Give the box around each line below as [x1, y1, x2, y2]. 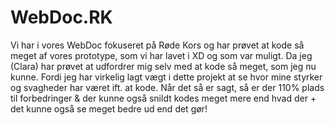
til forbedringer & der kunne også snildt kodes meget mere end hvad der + [10, 92, 317, 104]
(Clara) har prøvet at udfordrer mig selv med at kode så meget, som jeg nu [10, 60, 317, 72]
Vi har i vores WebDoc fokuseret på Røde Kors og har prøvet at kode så [10, 39, 305, 51]
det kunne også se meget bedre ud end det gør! [10, 102, 208, 115]
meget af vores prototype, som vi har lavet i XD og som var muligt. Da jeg [10, 49, 313, 61]
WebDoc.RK [10, 6, 113, 29]
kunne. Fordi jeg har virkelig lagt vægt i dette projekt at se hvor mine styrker [10, 71, 323, 83]
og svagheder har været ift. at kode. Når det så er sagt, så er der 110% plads [10, 81, 325, 93]
